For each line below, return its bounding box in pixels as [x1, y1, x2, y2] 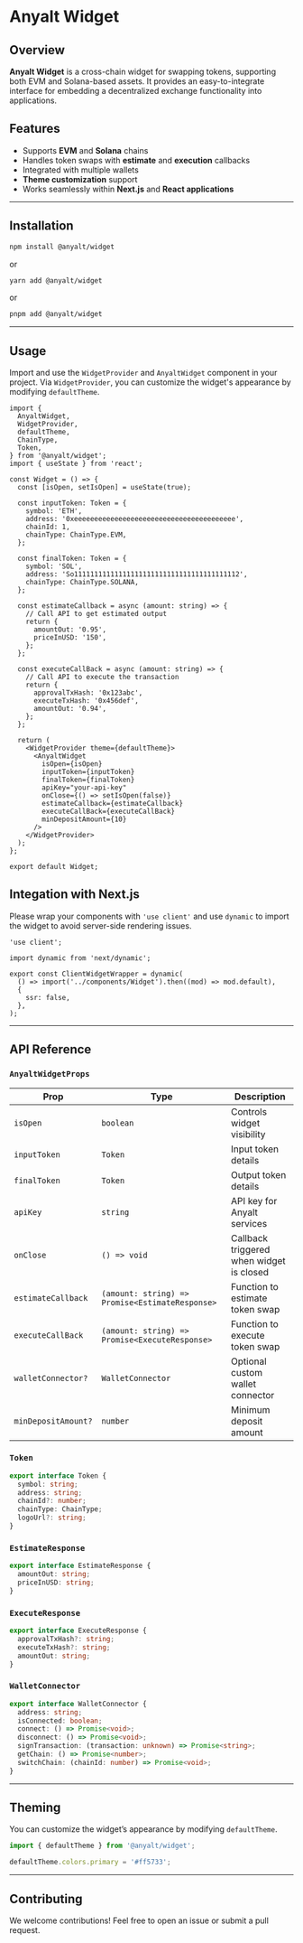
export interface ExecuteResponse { [9, 1626, 147, 1636]
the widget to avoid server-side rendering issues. [9, 920, 192, 931]
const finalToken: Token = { [17, 554, 127, 564]
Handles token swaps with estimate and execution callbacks [22, 154, 251, 165]
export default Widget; [9, 863, 99, 872]
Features [9, 121, 60, 136]
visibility [231, 1127, 266, 1140]
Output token [231, 1168, 287, 1181]
